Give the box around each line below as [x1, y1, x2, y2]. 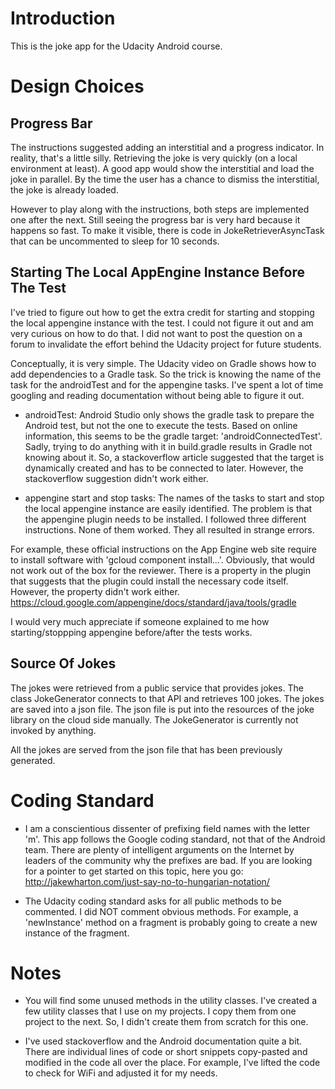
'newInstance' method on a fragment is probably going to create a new [24, 916, 318, 928]
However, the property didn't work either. [10, 585, 180, 597]
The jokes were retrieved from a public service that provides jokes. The [10, 682, 304, 694]
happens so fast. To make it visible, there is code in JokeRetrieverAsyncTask [10, 224, 325, 236]
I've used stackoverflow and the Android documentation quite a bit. [24, 1035, 303, 1047]
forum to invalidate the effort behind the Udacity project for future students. [10, 338, 322, 350]
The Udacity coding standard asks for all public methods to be [24, 895, 282, 907]
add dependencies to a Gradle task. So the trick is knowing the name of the [10, 368, 322, 380]
